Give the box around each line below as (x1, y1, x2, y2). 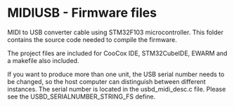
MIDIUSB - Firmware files (7, 5, 157, 21)
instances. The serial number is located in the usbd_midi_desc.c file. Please (7, 85, 226, 93)
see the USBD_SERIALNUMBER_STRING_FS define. (7, 92, 156, 101)
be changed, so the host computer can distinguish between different (7, 77, 206, 85)
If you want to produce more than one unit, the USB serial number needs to (7, 70, 225, 78)
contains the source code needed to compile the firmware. (7, 35, 177, 43)
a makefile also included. (7, 56, 79, 64)
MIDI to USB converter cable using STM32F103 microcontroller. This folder (7, 28, 223, 36)
